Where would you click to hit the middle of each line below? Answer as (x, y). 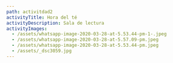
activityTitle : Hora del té (42, 17)
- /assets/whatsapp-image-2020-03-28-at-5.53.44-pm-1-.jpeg (89, 34)
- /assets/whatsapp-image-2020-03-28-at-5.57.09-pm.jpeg (85, 40)
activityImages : (27, 28)
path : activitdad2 (29, 12)
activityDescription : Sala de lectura (55, 23)
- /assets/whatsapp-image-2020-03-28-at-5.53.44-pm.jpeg (85, 46)
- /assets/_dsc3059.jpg (42, 51)
